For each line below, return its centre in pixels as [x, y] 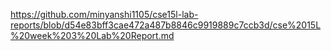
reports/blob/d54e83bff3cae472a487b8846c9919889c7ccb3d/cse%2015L [166, 25]
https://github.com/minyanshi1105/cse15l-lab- [104, 14]
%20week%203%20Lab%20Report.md [92, 35]
